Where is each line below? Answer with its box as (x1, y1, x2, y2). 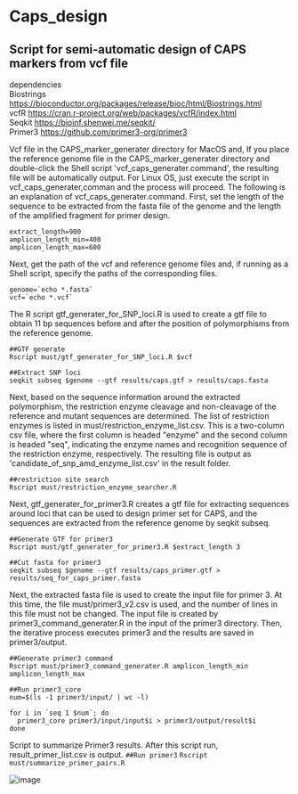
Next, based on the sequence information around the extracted (9, 392, 240, 402)
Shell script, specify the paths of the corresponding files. (9, 268, 218, 278)
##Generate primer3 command (9, 654, 114, 663)
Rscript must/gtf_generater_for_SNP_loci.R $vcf (9, 353, 193, 362)
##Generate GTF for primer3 (9, 535, 114, 544)
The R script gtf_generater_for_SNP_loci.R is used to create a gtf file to (9, 309, 267, 319)
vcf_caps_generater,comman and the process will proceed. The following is (9, 182, 286, 192)
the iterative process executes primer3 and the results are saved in (9, 627, 254, 638)
